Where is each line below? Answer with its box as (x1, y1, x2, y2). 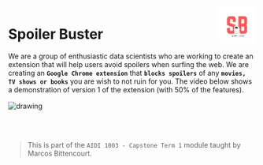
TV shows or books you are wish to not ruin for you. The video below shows (8, 77, 253, 86)
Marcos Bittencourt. (27, 148, 92, 158)
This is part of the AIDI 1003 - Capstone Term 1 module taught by (27, 140, 242, 149)
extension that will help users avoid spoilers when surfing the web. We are (8, 59, 250, 69)
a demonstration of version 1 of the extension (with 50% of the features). (8, 84, 244, 94)
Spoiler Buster (8, 25, 104, 43)
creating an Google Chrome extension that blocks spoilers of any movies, (8, 68, 246, 77)
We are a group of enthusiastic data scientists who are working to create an (8, 51, 254, 61)
